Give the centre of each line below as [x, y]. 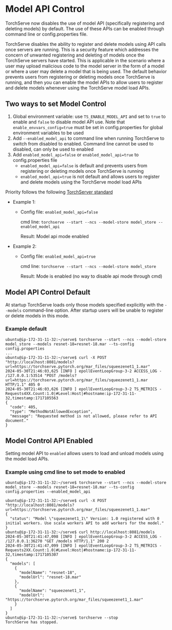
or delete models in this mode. [37, 316]
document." [17, 420]
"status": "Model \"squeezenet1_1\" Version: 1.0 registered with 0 [85, 518]
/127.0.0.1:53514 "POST [31, 375]
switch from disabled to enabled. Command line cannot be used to [83, 143]
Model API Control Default [48, 292]
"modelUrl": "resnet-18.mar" [50, 577]
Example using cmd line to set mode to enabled [65, 472]
